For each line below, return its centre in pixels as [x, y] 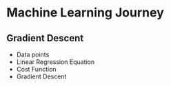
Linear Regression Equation [56, 62]
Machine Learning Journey [85, 13]
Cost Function [36, 69]
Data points [33, 54]
